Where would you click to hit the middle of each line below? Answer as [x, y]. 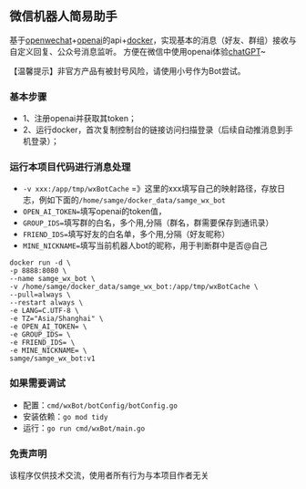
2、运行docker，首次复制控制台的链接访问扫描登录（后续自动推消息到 [154, 130]
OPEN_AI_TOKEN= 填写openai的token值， [94, 212]
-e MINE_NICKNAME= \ [49, 351]
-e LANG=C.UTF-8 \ [44, 311]
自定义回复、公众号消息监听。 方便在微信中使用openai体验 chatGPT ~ [138, 51]
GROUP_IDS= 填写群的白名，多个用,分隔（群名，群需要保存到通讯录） [148, 223]
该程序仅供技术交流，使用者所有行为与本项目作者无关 [109, 475]
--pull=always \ [40, 295]
